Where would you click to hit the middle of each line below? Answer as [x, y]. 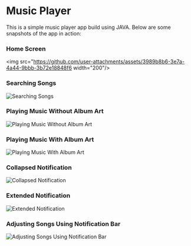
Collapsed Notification [39, 168]
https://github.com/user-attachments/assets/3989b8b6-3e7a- [109, 62]
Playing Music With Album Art [50, 139]
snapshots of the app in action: [44, 33]
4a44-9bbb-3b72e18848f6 [39, 68]
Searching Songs [31, 83]
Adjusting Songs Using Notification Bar [63, 224]
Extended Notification [38, 196]
